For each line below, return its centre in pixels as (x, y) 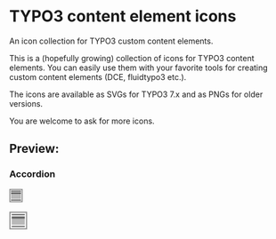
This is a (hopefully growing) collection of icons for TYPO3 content (132, 58)
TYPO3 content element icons (123, 16)
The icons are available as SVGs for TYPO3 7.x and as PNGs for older (136, 94)
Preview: (34, 149)
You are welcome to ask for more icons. (82, 121)
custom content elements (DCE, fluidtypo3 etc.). (98, 76)
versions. (26, 103)
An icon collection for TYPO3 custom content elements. (111, 41)
